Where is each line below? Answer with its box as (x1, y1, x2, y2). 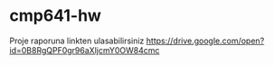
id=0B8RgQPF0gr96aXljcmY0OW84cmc (9, 44, 160, 55)
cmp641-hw (9, 5, 102, 26)
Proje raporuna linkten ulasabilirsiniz (9, 35, 145, 46)
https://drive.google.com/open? (146, 35, 265, 46)
